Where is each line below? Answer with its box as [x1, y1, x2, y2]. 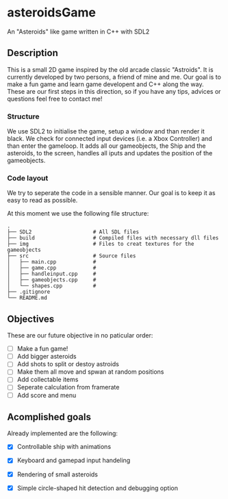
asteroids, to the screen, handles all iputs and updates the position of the [7, 149, 213, 157]
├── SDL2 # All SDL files [7, 229, 139, 235]
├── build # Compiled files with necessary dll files [7, 235, 219, 242]
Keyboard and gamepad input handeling [16, 457, 131, 465]
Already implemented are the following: [7, 429, 118, 437]
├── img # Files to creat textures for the [7, 241, 194, 248]
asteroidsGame [7, 5, 96, 21]
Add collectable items [16, 375, 79, 384]
